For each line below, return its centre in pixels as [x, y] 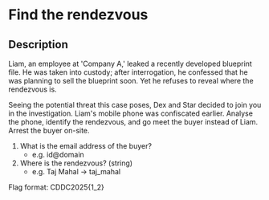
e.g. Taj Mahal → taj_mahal [76, 171]
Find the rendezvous [78, 15]
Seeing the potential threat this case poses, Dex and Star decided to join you [135, 105]
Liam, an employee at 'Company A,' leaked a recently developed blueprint [130, 63]
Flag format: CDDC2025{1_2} [56, 187]
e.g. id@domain [58, 155]
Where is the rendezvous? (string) [76, 163]
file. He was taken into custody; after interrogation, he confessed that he [128, 72]
